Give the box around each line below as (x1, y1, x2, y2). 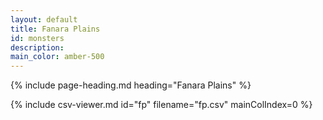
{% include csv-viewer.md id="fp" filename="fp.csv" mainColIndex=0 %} (10, 99, 313, 111)
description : (10, 42, 65, 53)
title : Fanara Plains (10, 24, 101, 34)
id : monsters (10, 33, 65, 43)
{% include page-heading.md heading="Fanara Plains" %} (10, 79, 252, 91)
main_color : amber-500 (10, 52, 105, 62)
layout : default (10, 14, 78, 25)
